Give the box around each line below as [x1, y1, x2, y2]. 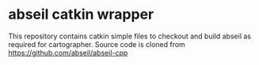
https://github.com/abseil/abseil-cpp [8, 48, 128, 57]
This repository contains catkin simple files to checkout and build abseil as [8, 31, 252, 41]
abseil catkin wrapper [8, 5, 154, 23]
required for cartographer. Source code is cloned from [8, 39, 186, 49]
